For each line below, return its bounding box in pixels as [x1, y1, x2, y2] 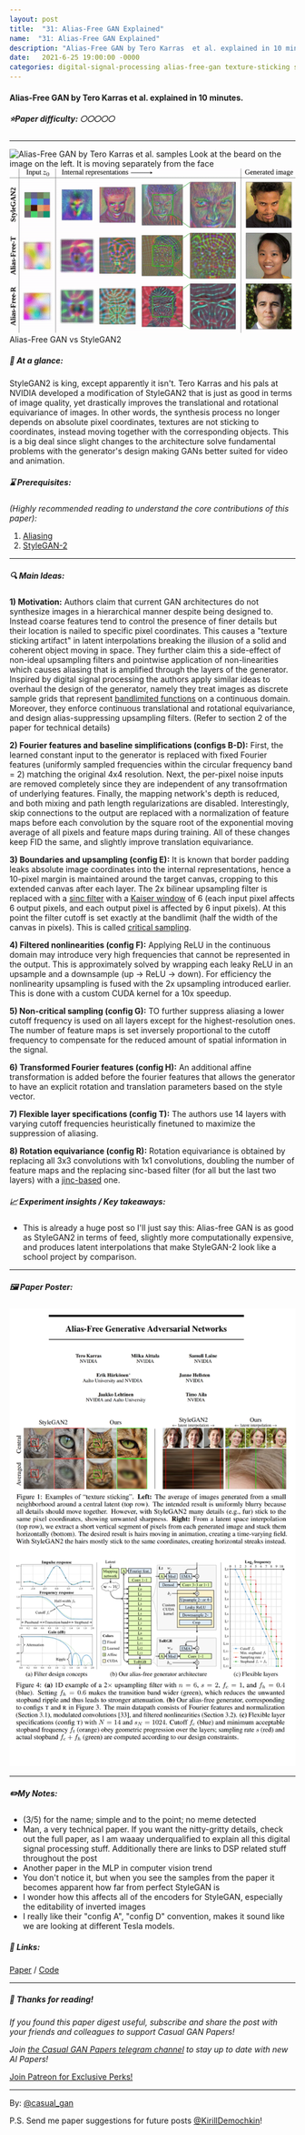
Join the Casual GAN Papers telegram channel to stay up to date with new [9, 2044, 289, 2055]
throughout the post [22, 1853, 98, 1864]
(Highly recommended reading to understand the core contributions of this [9, 503, 290, 514]
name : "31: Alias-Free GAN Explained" [9, 34, 161, 43]
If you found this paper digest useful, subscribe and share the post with [9, 2017, 279, 2028]
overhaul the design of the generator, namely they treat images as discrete [9, 684, 289, 695]
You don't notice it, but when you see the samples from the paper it [22, 1872, 275, 1884]
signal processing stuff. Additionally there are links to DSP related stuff [22, 1844, 287, 1855]
